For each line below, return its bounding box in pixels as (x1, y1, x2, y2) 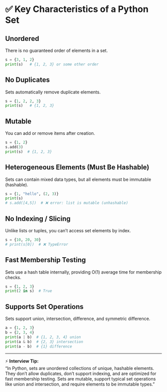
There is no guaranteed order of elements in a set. (5, 47, 108, 53)
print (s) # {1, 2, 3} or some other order (5, 61, 99, 67)
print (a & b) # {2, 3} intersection (5, 339, 83, 344)
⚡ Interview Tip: (5, 358, 39, 364)
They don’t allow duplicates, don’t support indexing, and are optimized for (5, 371, 157, 377)
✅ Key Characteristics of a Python (5, 3, 149, 15)
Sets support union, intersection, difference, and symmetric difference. (5, 316, 151, 322)
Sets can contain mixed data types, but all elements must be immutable (5, 176, 152, 182)
